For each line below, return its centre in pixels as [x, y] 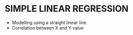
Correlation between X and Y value [48, 27]
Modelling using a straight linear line [49, 22]
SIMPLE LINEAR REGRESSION [67, 9]
